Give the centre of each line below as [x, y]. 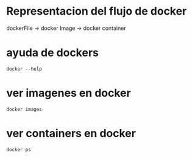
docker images [24, 109]
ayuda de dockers [53, 53]
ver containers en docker [71, 133]
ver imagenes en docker [68, 93]
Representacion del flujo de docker [96, 11]
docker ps [19, 150]
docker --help [24, 69]
